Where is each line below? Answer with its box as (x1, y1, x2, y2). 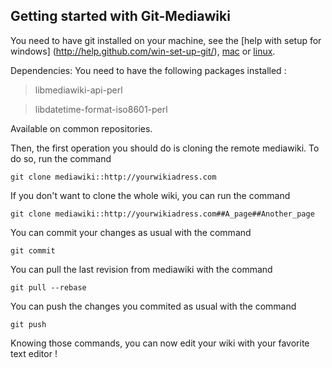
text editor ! (10, 347, 58, 359)
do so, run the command (10, 152, 112, 164)
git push (10, 319, 47, 329)
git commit (10, 245, 56, 256)
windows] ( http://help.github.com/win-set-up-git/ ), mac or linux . (10, 45, 276, 57)
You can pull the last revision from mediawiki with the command (10, 263, 273, 275)
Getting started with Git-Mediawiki (10, 8, 231, 25)
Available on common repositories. (10, 122, 153, 134)
